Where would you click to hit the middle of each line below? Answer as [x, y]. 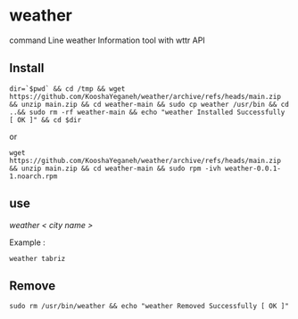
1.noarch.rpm [33, 176]
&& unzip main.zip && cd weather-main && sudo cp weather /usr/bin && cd [149, 104]
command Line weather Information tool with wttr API [107, 40]
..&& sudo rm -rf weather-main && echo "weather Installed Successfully [147, 112]
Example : [28, 242]
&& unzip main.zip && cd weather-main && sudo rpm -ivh [115, 168]
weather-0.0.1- [252, 168]
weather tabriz [37, 258]
